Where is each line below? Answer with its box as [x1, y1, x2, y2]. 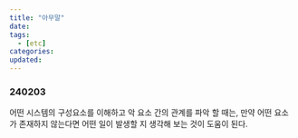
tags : [9, 30, 30, 39]
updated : [9, 55, 43, 64]
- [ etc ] [17, 38, 47, 48]
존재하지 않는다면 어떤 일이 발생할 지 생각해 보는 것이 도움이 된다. [18, 119, 248, 130]
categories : [9, 47, 54, 56]
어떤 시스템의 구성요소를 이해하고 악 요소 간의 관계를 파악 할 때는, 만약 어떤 [9, 107, 273, 118]
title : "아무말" [9, 13, 65, 23]
